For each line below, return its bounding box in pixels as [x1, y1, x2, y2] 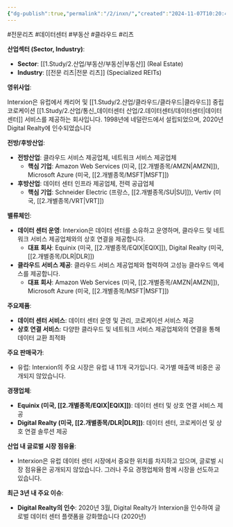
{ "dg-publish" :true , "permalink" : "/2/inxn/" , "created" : [7, 10, 169, 17]
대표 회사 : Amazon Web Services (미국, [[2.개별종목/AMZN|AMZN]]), [27, 278, 220, 286]
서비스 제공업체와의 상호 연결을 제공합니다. [30, 234, 146, 243]
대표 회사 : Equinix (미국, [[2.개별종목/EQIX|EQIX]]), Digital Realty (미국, [27, 243, 224, 252]
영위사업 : [7, 83, 32, 91]
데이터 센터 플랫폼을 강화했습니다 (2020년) [30, 512, 147, 520]
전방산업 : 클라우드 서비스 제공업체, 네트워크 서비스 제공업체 [17, 153, 177, 162]
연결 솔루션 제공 [24, 427, 68, 435]
